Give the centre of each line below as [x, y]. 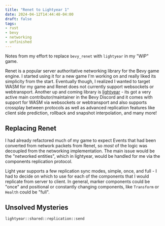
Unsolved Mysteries [37, 207]
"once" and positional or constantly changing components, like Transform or [82, 186]
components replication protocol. [39, 161]
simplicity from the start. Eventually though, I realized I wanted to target [78, 81]
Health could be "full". [28, 192]
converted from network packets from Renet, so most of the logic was [76, 145]
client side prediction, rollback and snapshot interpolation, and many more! [81, 113]
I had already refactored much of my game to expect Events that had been [81, 140]
